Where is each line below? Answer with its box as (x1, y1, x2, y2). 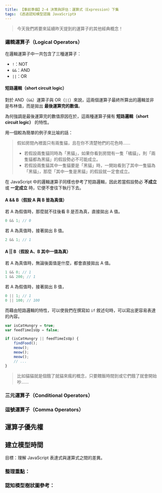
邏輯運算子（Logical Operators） (5, 39, 83, 46)
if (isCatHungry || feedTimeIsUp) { (5, 336, 79, 341)
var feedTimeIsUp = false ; (5, 328, 59, 332)
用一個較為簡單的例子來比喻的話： (5, 130, 73, 135)
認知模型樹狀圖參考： (5, 482, 55, 489)
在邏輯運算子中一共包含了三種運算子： (5, 50, 81, 56)
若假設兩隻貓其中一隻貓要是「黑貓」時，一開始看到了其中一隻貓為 (24, 163, 156, 168)
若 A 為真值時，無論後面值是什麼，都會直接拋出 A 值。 (5, 260, 114, 266)
